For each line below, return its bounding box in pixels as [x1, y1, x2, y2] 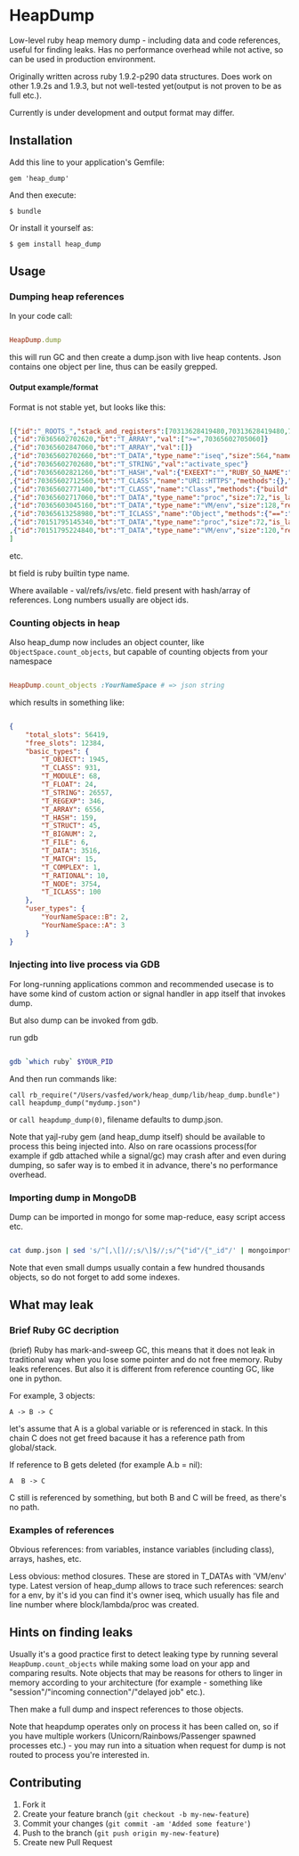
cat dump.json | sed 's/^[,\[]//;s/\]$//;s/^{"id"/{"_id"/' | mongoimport [9, 1247, 293, 1255]
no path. [9, 1501, 40, 1512]
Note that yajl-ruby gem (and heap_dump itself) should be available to [9, 1131, 265, 1141]
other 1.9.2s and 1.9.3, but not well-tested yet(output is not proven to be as [9, 80, 282, 91]
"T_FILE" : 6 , [41, 838, 90, 847]
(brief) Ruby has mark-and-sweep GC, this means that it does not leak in [9, 1345, 276, 1355]
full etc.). [9, 90, 42, 101]
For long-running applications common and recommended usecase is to [9, 978, 274, 989]
